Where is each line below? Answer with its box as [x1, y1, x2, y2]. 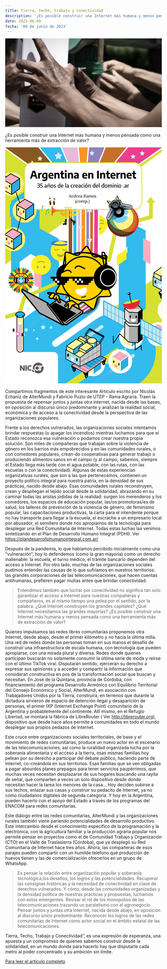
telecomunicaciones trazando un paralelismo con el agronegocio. [17, 902, 152, 908]
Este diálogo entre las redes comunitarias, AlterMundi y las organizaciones [5, 813, 158, 819]
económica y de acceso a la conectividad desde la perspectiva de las [5, 410, 148, 416]
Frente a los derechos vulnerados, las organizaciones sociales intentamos [5, 425, 157, 431]
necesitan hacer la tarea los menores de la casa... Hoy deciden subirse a [5, 782, 154, 788]
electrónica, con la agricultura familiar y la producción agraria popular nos [5, 829, 157, 835]
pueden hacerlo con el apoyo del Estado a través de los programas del [5, 798, 150, 804]
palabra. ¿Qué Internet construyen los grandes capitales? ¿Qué [17, 603, 147, 609]
